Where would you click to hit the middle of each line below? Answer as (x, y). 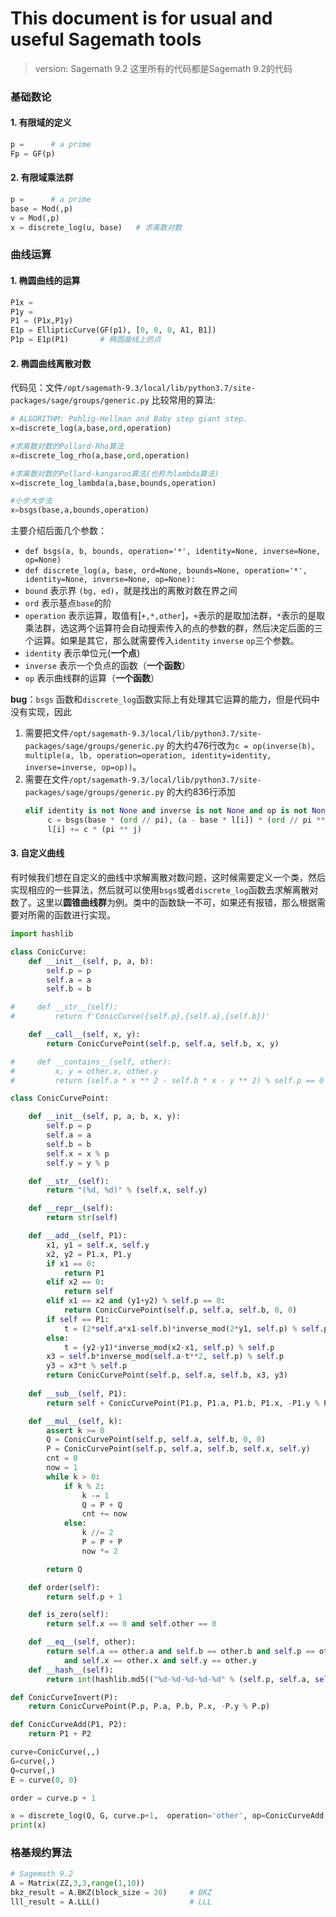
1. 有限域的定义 (41, 123)
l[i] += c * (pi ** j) (94, 829)
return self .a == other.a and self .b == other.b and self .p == (180, 1652)
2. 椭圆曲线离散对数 (51, 363)
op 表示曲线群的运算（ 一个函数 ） (92, 678)
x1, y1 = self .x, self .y (98, 1245)
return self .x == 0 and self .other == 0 (131, 1624)
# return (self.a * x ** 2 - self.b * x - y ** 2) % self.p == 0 (167, 1080)
